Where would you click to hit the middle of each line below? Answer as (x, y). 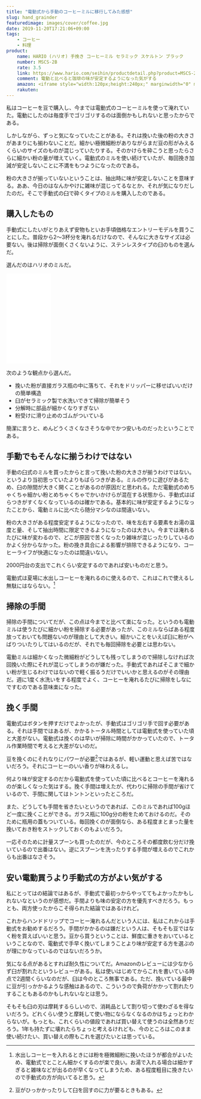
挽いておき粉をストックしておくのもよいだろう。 (66, 829)
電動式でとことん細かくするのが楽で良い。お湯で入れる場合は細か (107, 1062)
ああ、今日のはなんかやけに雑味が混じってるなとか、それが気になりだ (103, 185)
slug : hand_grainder (32, 17)
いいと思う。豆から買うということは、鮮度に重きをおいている (113, 936)
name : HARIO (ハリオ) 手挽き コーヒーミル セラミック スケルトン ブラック (100, 56)
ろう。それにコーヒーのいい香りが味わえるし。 (74, 766)
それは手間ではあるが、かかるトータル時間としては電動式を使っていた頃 (105, 731)
